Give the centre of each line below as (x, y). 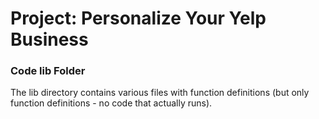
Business (49, 39)
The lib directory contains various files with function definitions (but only (160, 93)
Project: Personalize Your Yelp (138, 18)
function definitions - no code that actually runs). (111, 103)
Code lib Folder (48, 71)
